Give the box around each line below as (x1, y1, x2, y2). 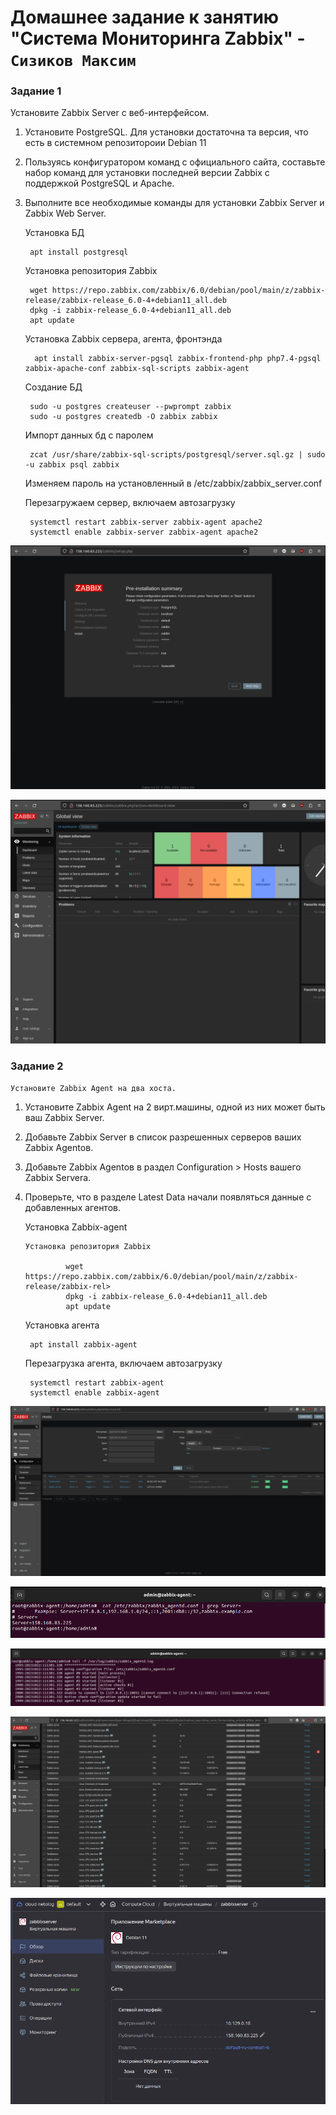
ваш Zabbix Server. (24, 1112, 105, 1124)
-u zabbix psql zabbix (24, 460, 120, 470)
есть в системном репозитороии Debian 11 (24, 137, 207, 149)
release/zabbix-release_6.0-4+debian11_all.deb (24, 296, 227, 306)
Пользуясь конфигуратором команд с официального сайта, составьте (24, 156, 326, 168)
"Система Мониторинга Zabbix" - (10, 27, 306, 50)
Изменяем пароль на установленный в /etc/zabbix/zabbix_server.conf (24, 477, 323, 490)
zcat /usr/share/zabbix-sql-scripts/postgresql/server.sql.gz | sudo (29, 450, 326, 460)
